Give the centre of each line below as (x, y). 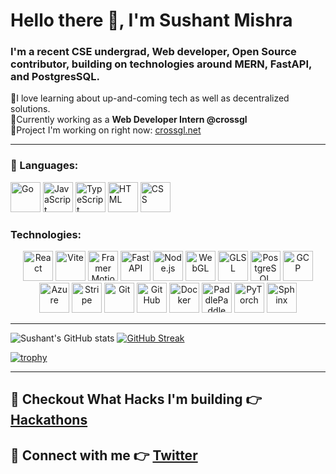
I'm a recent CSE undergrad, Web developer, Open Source (153, 52)
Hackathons (49, 420)
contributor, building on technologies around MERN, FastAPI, (161, 64)
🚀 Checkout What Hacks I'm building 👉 (136, 399)
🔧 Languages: (44, 166)
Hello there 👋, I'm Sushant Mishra (151, 20)
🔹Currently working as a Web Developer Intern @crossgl (129, 120)
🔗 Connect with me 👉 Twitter (104, 455)
